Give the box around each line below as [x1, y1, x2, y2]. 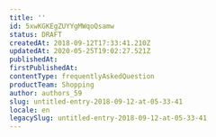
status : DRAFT [9, 30, 63, 39]
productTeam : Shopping [9, 80, 94, 89]
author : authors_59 [9, 88, 83, 97]
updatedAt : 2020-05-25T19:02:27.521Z [9, 47, 151, 56]
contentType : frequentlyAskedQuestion [9, 72, 155, 81]
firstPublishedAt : [9, 64, 78, 73]
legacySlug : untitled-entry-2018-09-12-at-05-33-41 [9, 114, 207, 123]
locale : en [9, 105, 50, 114]
